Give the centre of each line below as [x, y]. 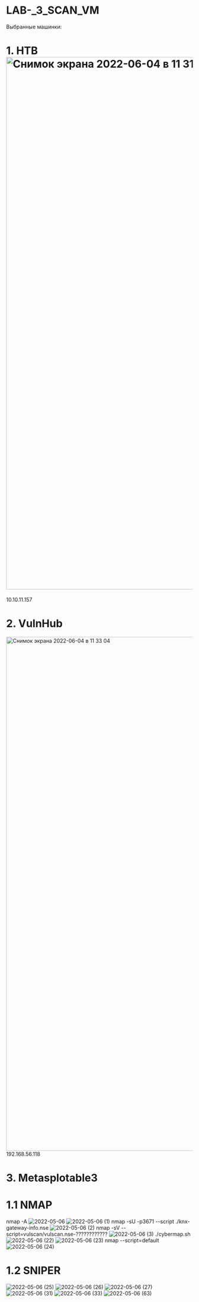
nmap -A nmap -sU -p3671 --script [90, 1221]
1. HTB [22, 51]
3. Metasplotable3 [52, 1178]
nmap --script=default [132, 1240]
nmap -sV [108, 1227]
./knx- [183, 1221]
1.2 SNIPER [33, 1271]
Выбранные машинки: [34, 27]
